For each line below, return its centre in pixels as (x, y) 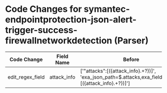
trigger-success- (42, 30)
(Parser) (131, 41)
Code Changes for (43, 9)
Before (131, 59)
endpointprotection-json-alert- (71, 20)
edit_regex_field (26, 77)
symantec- (107, 9)
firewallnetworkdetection (59, 41)
